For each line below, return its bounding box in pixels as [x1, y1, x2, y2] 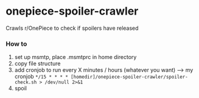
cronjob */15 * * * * [14, 73, 68, 80]
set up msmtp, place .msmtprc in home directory [14, 54, 137, 61]
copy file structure [14, 60, 61, 68]
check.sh [14, 79, 37, 86]
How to [5, 40, 27, 48]
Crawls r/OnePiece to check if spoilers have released [5, 24, 139, 32]
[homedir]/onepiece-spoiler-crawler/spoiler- [70, 74, 188, 80]
